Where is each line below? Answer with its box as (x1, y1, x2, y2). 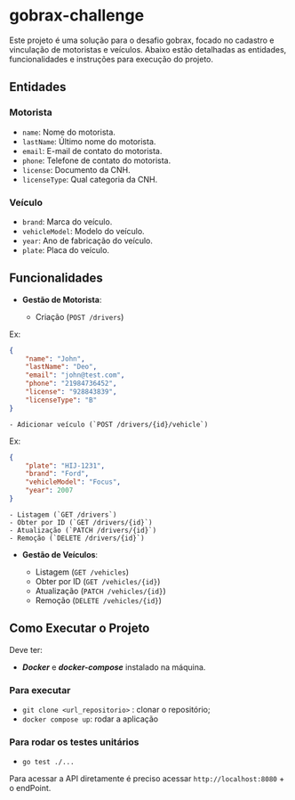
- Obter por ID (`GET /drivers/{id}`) (9, 518, 153, 527)
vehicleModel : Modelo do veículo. (21, 225, 145, 236)
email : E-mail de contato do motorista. (21, 145, 163, 156)
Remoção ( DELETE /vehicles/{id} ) (35, 594, 163, 606)
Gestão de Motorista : (21, 294, 102, 305)
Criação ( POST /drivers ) (35, 311, 124, 322)
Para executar (9, 683, 71, 696)
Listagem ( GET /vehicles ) (35, 567, 130, 577)
